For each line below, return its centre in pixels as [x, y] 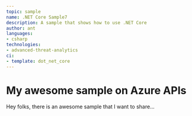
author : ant [21, 28]
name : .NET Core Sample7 [37, 17]
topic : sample [24, 12]
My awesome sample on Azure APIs [96, 90]
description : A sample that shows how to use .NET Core [76, 22]
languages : [20, 34]
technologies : [24, 45]
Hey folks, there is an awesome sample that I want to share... [81, 107]
